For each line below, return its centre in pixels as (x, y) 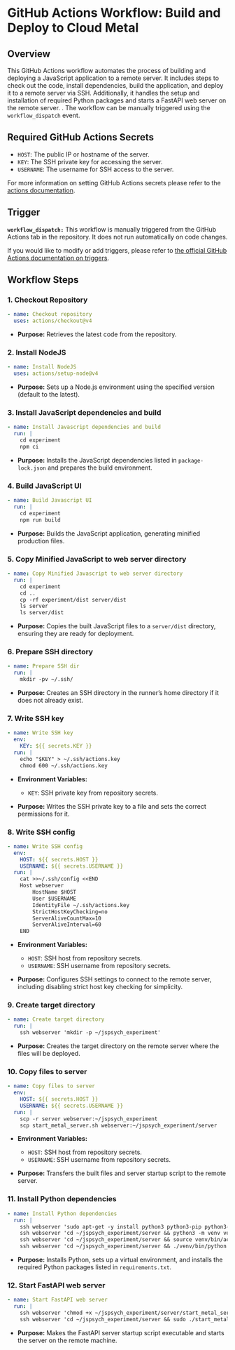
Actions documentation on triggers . (58, 258)
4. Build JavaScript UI (44, 486)
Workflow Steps (43, 280)
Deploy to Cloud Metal (73, 28)
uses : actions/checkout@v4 (53, 321)
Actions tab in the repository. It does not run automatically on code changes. (117, 237)
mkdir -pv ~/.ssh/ (47, 680)
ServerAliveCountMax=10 (67, 918)
